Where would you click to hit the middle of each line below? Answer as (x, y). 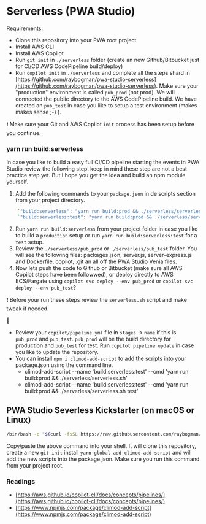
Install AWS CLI (34, 47)
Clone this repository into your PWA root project (76, 40)
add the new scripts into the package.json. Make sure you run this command (103, 459)
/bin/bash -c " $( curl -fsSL (42, 434)
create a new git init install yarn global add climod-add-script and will (99, 452)
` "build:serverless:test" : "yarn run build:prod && (85, 217)
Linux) (19, 420)
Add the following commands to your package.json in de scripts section (105, 194)
